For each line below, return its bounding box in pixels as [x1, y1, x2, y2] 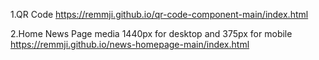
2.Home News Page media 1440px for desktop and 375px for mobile [10, 28, 293, 39]
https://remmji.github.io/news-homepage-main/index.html [10, 39, 250, 50]
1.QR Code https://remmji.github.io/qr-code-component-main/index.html [10, 9, 309, 20]
